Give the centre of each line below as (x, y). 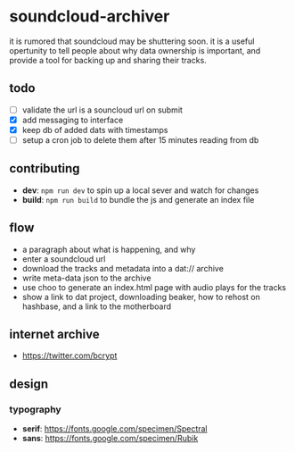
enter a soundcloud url (64, 259)
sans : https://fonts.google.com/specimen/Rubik (110, 439)
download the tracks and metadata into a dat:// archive (123, 268)
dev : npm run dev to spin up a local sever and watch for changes (140, 190)
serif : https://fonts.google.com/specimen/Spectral (115, 429)
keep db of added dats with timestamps (95, 130)
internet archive (54, 335)
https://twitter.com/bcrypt (70, 356)
